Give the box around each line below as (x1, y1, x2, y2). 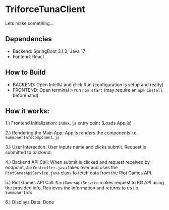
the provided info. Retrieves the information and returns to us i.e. (5, 185, 140, 191)
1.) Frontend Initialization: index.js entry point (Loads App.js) (5, 120, 132, 126)
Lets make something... (5, 20, 54, 26)
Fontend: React (12, 53, 44, 59)
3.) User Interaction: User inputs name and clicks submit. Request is (5, 144, 146, 150)
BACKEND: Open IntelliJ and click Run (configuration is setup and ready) (12, 82, 164, 88)
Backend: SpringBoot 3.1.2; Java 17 (12, 48, 86, 54)
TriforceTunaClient (5, 4, 86, 15)
